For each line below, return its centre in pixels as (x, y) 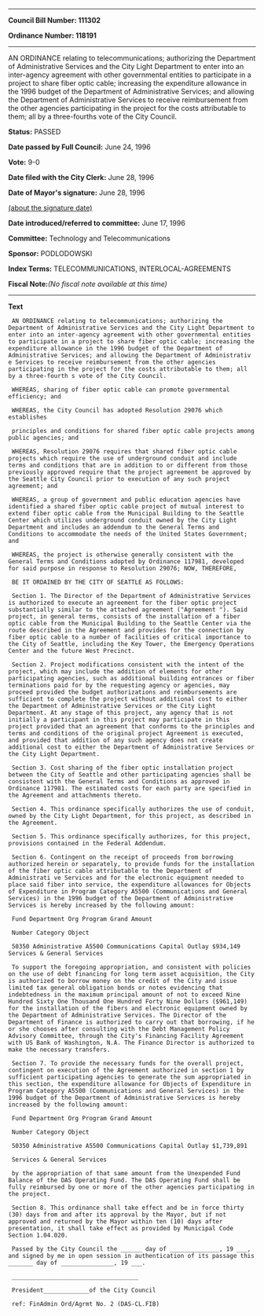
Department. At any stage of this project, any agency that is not (121, 713)
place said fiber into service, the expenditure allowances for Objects (130, 885)
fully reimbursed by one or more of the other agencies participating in (132, 1187)
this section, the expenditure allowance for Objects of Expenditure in (130, 1084)
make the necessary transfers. (59, 1050)
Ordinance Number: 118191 (52, 35)
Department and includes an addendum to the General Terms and (114, 527)
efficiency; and (35, 397)
